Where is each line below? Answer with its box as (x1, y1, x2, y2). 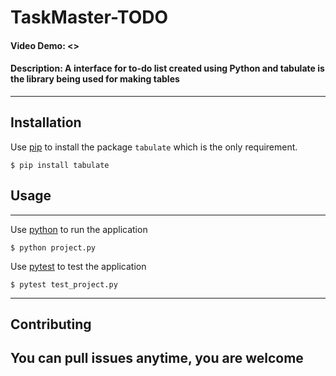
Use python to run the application (10, 223, 148, 235)
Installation (10, 114, 82, 131)
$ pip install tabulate (10, 160, 110, 170)
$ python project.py (10, 242, 97, 253)
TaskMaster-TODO (10, 6, 168, 29)
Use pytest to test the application (10, 260, 147, 272)
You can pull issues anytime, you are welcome (10, 350, 304, 367)
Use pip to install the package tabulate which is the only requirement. (10, 141, 298, 153)
